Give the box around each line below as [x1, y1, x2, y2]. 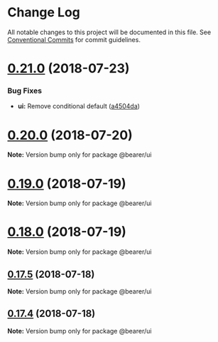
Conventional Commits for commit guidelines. [7, 35, 141, 43]
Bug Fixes [7, 86, 43, 96]
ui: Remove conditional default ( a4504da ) [17, 102, 141, 110]
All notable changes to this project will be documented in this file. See [7, 28, 212, 36]
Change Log [7, 4, 80, 21]
